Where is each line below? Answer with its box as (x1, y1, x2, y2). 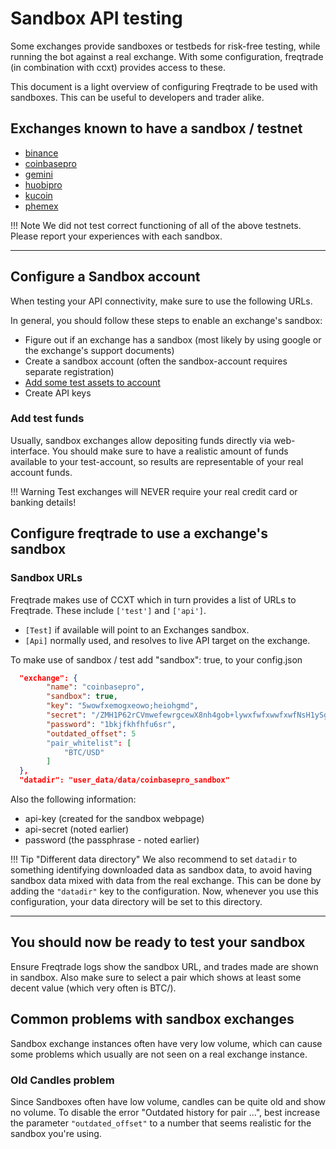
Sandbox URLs (10, 571, 83, 585)
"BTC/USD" (63, 747, 105, 757)
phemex (24, 200, 59, 212)
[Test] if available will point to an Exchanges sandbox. (24, 623, 250, 636)
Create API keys (24, 387, 92, 399)
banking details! (10, 496, 77, 508)
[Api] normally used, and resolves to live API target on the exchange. (24, 634, 311, 646)
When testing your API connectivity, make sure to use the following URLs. (10, 295, 313, 307)
